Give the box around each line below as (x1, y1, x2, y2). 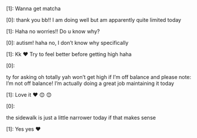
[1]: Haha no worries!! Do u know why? (6, 28, 100, 35)
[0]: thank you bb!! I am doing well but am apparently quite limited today (6, 17, 182, 23)
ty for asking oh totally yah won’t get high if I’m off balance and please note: (6, 74, 192, 80)
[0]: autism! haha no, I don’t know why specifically (6, 40, 129, 46)
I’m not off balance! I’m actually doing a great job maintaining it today (6, 80, 175, 87)
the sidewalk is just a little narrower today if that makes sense (6, 114, 156, 121)
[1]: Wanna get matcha (6, 5, 61, 12)
